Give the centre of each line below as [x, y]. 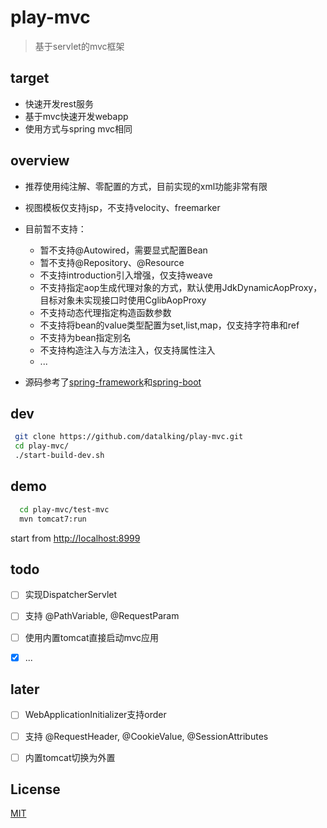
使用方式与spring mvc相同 [78, 128]
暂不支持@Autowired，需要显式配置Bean [123, 250]
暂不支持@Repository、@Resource [112, 262]
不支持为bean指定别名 [85, 337]
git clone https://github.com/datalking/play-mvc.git [129, 437]
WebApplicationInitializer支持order [95, 715]
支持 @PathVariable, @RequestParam [102, 616]
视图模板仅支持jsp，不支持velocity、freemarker [122, 207]
